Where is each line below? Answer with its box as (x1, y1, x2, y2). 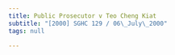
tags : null (8, 27, 45, 35)
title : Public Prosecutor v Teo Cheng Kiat (8, 11, 157, 20)
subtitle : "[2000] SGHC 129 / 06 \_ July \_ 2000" (8, 19, 168, 27)
